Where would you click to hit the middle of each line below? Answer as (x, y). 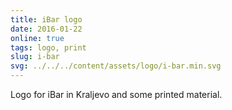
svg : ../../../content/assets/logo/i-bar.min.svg (116, 66)
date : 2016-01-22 (46, 29)
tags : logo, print (48, 47)
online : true (37, 38)
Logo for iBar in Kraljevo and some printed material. (116, 94)
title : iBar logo (46, 19)
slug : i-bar (35, 57)
